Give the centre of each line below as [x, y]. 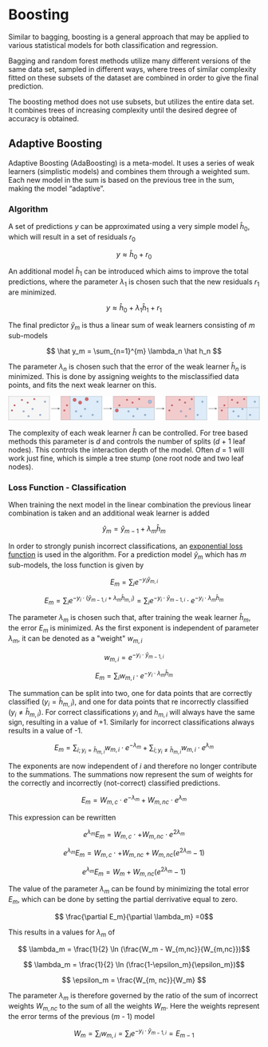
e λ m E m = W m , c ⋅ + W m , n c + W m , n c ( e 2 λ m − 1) [134, 853]
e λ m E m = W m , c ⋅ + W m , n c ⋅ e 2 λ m [134, 834]
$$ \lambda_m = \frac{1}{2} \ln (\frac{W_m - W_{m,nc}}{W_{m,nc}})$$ [134, 949]
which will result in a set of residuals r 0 [72, 237]
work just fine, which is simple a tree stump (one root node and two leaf [126, 458]
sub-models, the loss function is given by [76, 565]
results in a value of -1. [45, 731]
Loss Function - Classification [67, 487]
